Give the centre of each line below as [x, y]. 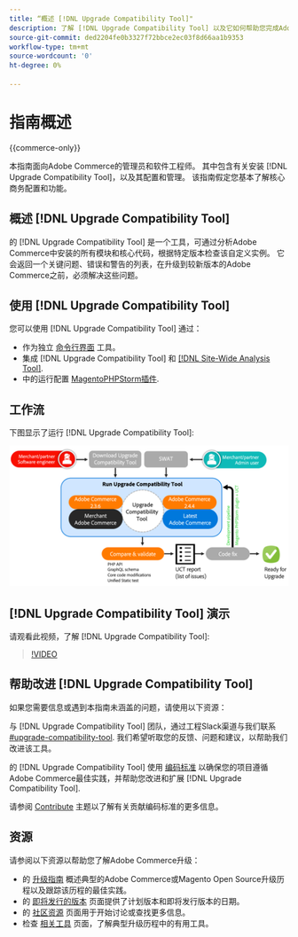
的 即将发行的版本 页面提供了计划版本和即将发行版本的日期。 [133, 901]
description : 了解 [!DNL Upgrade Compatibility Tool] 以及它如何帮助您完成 [144, 28]
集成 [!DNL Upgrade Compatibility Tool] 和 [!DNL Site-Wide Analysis [146, 358]
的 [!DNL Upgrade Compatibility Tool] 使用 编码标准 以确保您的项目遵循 [139, 767]
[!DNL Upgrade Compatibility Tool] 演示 [120, 613]
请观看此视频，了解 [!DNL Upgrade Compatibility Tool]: [110, 636]
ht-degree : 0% [35, 66]
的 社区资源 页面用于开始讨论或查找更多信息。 [106, 912]
